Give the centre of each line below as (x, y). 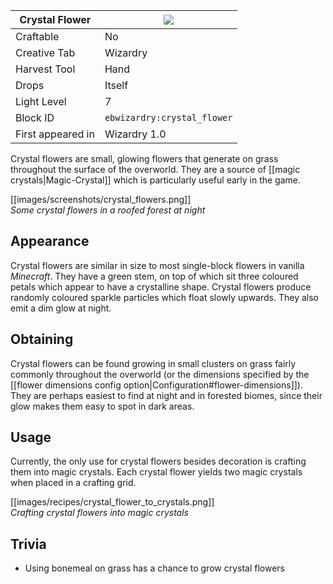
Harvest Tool (45, 69)
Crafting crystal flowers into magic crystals (99, 513)
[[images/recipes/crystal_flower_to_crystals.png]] (112, 502)
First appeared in (55, 134)
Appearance (50, 241)
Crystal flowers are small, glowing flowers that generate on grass (144, 158)
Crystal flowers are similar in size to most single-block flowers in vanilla (157, 265)
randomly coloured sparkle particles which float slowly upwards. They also (164, 297)
